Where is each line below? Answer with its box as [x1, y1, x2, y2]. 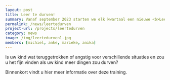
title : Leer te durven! [5, 12, 56, 17]
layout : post [5, 7, 33, 13]
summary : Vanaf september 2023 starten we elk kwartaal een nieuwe [5, 17, 151, 22]
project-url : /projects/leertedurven [5, 26, 85, 31]
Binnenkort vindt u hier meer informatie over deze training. [5, 69, 127, 75]
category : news [5, 31, 37, 36]
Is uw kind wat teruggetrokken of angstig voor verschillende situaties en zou [5, 54, 164, 60]
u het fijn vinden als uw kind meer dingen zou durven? [5, 59, 118, 65]
